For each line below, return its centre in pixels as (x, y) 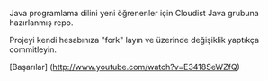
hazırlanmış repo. (41, 22)
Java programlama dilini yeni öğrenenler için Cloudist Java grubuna (134, 13)
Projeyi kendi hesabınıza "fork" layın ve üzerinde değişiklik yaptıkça (134, 40)
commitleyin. (33, 49)
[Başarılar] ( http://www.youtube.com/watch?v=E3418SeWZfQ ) (125, 67)
